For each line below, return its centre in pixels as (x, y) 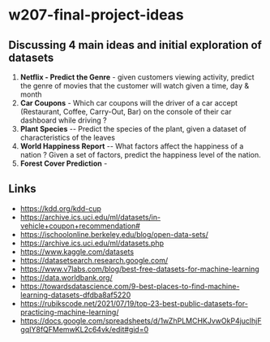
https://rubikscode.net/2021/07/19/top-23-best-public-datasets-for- (134, 303)
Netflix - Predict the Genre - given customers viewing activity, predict (137, 77)
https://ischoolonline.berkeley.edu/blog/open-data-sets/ (114, 234)
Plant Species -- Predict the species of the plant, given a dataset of (133, 129)
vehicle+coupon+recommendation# (80, 226)
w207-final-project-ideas (96, 15)
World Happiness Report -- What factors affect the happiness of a (132, 146)
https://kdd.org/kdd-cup (60, 208)
